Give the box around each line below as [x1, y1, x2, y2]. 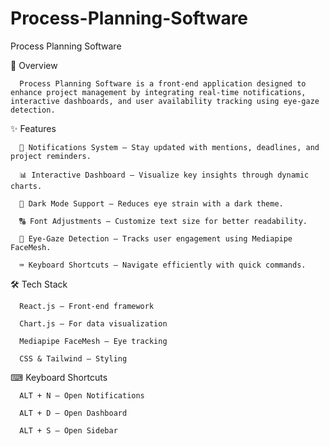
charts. [10, 181, 43, 191]
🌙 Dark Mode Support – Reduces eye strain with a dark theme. [19, 198, 284, 209]
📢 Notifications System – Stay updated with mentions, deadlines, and [19, 142, 320, 152]
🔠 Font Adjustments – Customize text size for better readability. [19, 216, 308, 226]
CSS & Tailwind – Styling [19, 353, 128, 364]
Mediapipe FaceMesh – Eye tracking [19, 336, 168, 346]
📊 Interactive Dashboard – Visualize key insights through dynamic [19, 170, 310, 180]
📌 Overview [10, 59, 58, 71]
